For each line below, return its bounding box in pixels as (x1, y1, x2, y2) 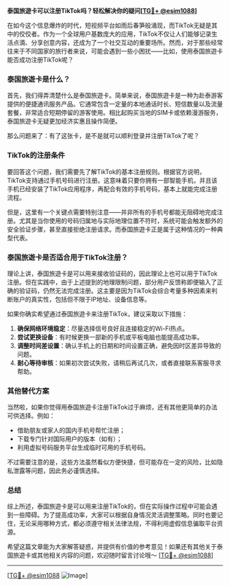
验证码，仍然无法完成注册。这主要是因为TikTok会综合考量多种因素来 (18, 286, 212, 295)
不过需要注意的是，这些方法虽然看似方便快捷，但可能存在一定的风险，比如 (7, 458, 217, 466)
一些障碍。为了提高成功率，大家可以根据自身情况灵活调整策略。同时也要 (12, 511, 217, 519)
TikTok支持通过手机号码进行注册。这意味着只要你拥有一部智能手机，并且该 (7, 176, 218, 184)
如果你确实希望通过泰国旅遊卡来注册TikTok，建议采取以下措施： (7, 309, 188, 318)
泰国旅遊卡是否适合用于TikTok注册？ (7, 252, 129, 262)
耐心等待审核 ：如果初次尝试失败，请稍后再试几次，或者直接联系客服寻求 (16, 359, 221, 367)
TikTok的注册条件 (7, 150, 65, 160)
